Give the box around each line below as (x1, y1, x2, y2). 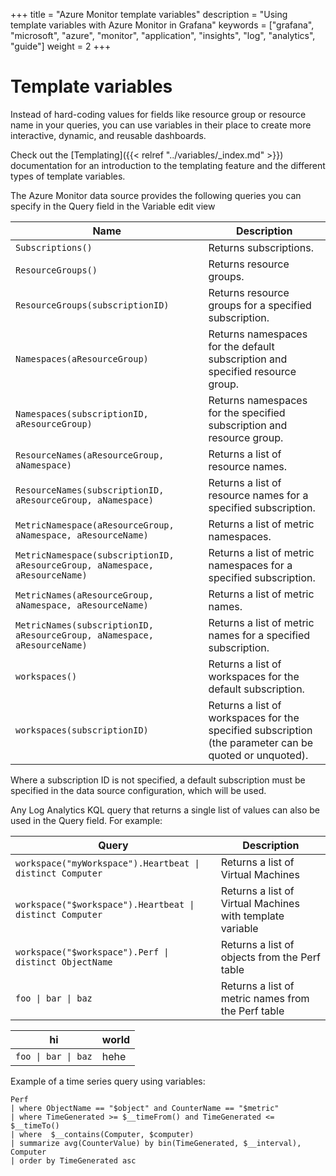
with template (220, 909, 285, 923)
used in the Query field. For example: (10, 814, 163, 826)
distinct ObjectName (15, 956, 113, 968)
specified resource (208, 364, 297, 378)
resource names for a (208, 488, 309, 502)
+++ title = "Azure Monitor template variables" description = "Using (10, 9, 288, 20)
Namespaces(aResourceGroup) (15, 353, 149, 364)
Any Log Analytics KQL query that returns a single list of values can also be (10, 804, 321, 816)
